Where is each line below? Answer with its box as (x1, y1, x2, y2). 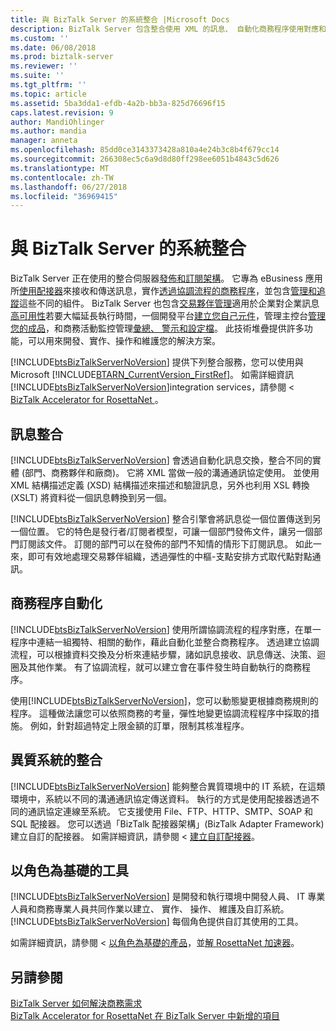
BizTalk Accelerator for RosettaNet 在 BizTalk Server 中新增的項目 (10, 1010, 280, 1022)
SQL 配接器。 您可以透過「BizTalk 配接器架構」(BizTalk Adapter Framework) (10, 817, 325, 830)
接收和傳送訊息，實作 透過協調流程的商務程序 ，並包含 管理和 (71, 285, 317, 297)
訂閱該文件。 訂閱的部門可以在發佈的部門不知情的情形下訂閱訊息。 (18, 538, 293, 550)
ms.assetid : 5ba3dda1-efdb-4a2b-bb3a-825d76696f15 (10, 98, 226, 108)
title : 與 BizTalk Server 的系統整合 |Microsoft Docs (10, 14, 230, 25)
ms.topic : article (10, 89, 87, 99)
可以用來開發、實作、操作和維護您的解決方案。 (27, 335, 221, 347)
